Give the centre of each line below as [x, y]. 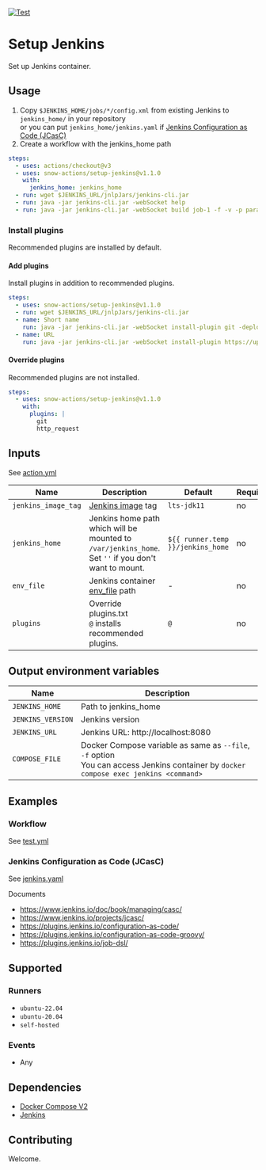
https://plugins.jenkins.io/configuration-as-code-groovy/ [112, 935]
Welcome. [25, 1159]
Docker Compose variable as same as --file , [165, 745]
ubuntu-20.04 [41, 1017]
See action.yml [32, 472]
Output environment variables [84, 671]
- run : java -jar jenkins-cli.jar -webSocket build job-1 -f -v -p [129, 210]
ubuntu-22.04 [41, 1009]
